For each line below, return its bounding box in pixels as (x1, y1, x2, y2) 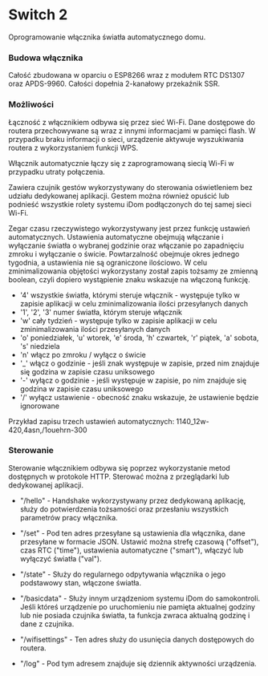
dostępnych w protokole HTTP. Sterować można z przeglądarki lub (8, 472, 230, 481)
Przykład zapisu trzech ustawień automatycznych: (8, 416, 175, 426)
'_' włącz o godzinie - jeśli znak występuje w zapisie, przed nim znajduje (19, 358, 260, 368)
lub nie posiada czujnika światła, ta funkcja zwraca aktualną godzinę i (19, 610, 250, 620)
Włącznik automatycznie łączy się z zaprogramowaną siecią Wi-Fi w (8, 158, 234, 168)
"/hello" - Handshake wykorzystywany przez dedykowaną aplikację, (19, 496, 246, 505)
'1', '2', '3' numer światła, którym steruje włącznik (19, 307, 183, 317)
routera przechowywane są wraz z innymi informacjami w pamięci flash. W (8, 126, 256, 136)
